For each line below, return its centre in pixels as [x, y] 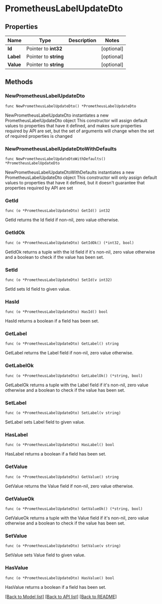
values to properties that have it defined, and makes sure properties [73, 126]
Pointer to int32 [44, 49]
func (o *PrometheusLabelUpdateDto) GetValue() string [62, 477]
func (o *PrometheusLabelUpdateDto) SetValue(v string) [63, 546]
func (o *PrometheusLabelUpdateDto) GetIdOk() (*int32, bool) [70, 243]
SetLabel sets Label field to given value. [45, 422]
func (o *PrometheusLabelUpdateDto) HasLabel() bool [60, 445]
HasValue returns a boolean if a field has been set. [56, 587]
